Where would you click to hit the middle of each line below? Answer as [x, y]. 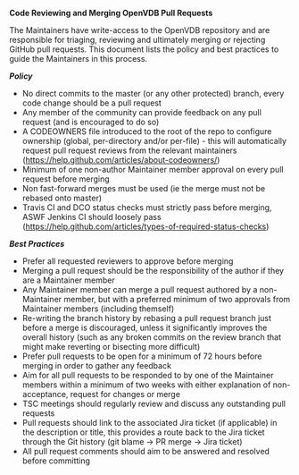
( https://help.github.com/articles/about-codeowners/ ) [121, 160]
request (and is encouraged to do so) [91, 122]
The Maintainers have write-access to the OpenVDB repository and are [140, 30]
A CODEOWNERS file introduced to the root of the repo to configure [147, 131]
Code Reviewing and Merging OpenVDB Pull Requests [111, 13]
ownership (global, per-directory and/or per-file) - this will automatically [154, 141]
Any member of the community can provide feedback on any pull [141, 112]
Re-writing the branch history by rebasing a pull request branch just [147, 318]
